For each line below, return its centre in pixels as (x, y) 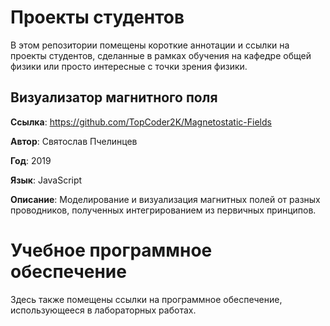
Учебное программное (111, 250)
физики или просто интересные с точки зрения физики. (129, 66)
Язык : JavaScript (46, 180)
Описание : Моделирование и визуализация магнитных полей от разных (165, 199)
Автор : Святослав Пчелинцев (74, 141)
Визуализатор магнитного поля (114, 97)
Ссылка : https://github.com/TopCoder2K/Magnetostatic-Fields (141, 122)
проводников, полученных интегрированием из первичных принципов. (163, 210)
